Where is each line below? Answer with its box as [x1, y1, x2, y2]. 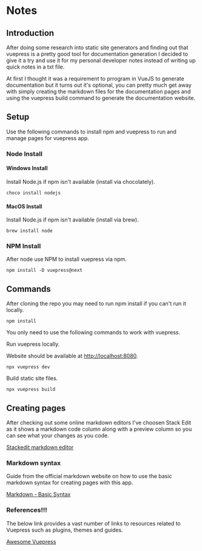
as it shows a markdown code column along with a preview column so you [6, 425, 192, 433]
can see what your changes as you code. [6, 432, 109, 439]
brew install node [6, 228, 53, 234]
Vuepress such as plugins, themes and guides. [6, 526, 123, 533]
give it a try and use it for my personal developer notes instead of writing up [6, 57, 196, 64]
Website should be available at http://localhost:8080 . [6, 353, 138, 360]
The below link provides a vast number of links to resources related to [6, 519, 181, 527]
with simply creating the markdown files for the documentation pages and [6, 88, 191, 95]
